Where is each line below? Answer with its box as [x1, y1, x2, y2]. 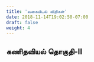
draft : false [6, 19, 38, 25]
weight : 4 [6, 25, 31, 31]
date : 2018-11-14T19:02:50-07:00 [6, 14, 89, 20]
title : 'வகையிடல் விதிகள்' [6, 8, 67, 15]
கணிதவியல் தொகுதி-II [6, 46, 83, 56]
